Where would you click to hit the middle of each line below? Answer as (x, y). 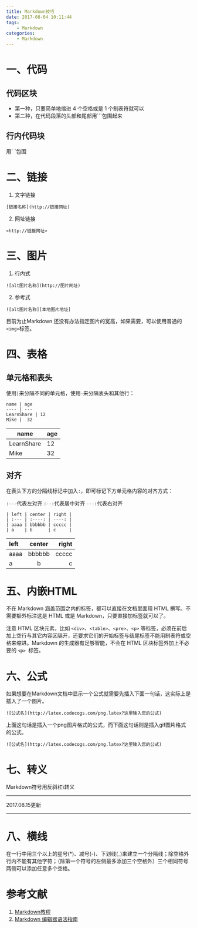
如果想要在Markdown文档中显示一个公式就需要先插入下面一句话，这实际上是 (98, 694)
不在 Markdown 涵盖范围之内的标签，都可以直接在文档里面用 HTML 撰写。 (96, 608)
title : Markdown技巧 (30, 11)
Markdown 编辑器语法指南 (46, 919)
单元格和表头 (29, 378)
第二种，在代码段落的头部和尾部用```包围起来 (69, 116)
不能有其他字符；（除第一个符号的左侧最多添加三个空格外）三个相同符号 (102, 861)
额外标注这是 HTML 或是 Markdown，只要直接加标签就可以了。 (92, 616)
